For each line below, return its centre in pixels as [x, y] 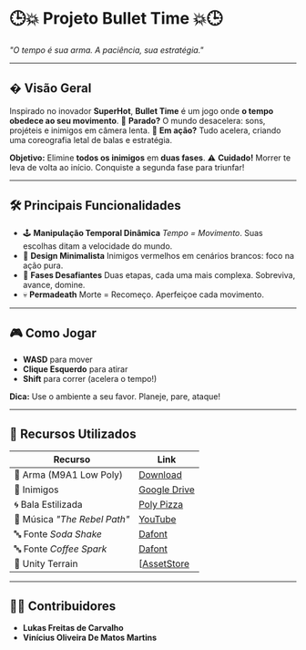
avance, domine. [54, 284]
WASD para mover [57, 360]
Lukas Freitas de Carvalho [73, 628]
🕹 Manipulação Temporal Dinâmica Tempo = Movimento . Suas [143, 232]
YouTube [157, 520]
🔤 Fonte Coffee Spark [61, 549]
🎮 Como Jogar [53, 333]
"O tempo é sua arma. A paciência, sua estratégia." [107, 50]
